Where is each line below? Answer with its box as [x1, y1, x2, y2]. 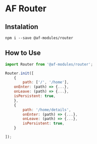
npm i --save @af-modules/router [5, 35, 73, 40]
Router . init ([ [5, 71, 34, 76]
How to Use [5, 49, 41, 57]
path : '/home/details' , [23, 107, 71, 112]
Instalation [5, 23, 38, 31]
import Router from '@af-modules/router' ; [5, 62, 93, 67]
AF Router [5, 3, 47, 14]
